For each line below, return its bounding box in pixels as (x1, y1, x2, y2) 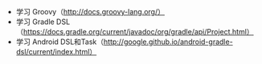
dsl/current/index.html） (15, 47, 97, 56)
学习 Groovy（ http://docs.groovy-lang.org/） (15, 7, 165, 16)
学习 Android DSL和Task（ (15, 37, 104, 46)
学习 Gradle (15, 17, 55, 26)
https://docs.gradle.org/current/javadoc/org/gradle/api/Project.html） (23, 27, 255, 36)
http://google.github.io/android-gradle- (103, 37, 233, 46)
